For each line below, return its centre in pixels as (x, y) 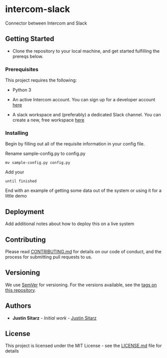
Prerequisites (22, 69)
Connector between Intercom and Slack (46, 23)
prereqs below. (28, 56)
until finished (21, 182)
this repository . (21, 290)
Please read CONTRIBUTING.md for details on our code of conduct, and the (83, 251)
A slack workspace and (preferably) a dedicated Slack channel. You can (86, 115)
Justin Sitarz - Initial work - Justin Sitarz (54, 318)
